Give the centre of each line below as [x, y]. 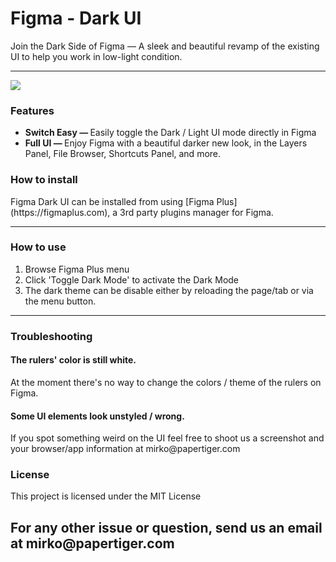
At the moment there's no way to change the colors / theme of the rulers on [166, 382]
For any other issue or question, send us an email [166, 527]
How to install [44, 180]
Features [32, 110]
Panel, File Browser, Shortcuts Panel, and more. [123, 154]
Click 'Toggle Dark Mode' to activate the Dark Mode [132, 279]
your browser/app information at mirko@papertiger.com [125, 449]
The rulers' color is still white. [73, 360]
